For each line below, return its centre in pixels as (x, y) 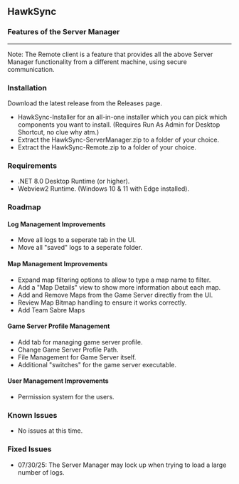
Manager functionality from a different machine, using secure (97, 62)
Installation (27, 88)
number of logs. (41, 472)
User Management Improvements (58, 381)
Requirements (32, 165)
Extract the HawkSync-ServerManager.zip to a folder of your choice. (118, 140)
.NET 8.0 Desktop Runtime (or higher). (74, 181)
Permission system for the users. (66, 397)
